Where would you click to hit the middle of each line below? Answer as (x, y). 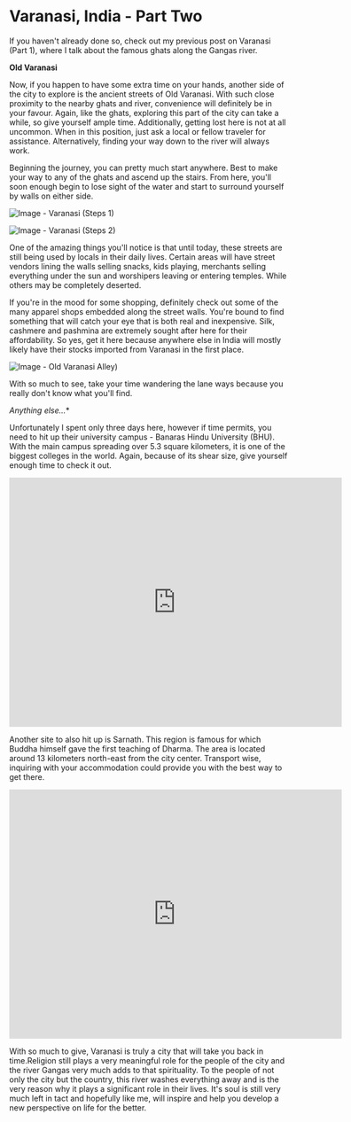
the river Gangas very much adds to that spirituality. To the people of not (142, 1070)
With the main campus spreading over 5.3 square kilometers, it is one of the (147, 446)
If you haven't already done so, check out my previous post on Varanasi (140, 41)
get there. (27, 776)
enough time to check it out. (61, 465)
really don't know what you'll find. (71, 393)
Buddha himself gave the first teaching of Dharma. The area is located (137, 748)
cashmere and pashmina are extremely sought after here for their (129, 331)
